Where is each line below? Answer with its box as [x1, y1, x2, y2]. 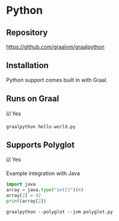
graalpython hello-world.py [6, 124, 76, 130]
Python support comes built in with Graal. [6, 76, 108, 84]
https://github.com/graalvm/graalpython [6, 43, 105, 50]
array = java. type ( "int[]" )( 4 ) [6, 187, 84, 193]
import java [6, 182, 36, 188]
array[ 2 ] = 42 [6, 192, 42, 199]
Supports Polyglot [6, 140, 75, 150]
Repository [6, 27, 48, 38]
